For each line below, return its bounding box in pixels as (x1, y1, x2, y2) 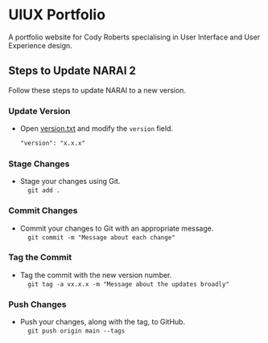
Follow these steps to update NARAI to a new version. (8, 85, 187, 95)
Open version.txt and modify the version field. (19, 124, 173, 133)
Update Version (8, 105, 71, 116)
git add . (27, 186, 60, 194)
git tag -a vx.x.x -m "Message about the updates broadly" (27, 280, 230, 288)
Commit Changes (8, 205, 78, 216)
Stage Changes (8, 158, 70, 169)
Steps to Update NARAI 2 (8, 64, 137, 78)
